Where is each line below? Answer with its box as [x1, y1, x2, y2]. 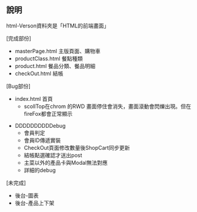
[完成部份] [6, 35, 32, 42]
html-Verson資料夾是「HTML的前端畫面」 [6, 22, 110, 29]
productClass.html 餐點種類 [14, 55, 83, 62]
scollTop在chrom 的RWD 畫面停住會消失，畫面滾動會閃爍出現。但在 [23, 103, 192, 110]
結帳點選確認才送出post [23, 151, 83, 159]
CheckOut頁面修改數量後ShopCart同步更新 [23, 144, 130, 151]
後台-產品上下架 [14, 199, 55, 207]
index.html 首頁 [14, 95, 53, 102]
